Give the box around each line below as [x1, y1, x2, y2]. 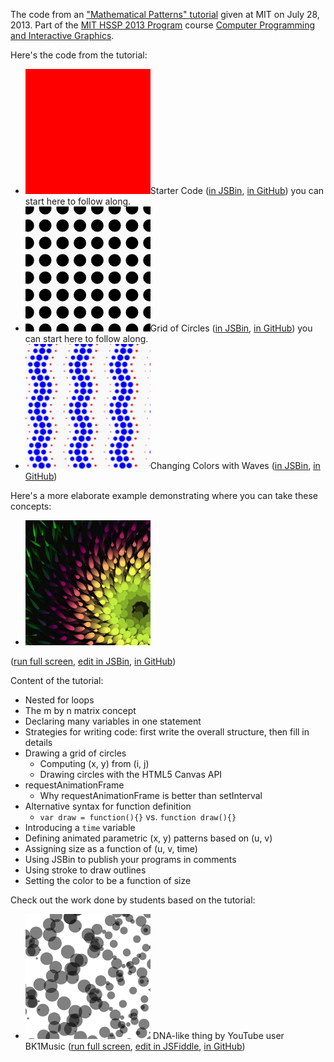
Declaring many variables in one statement [24, 715, 202, 727]
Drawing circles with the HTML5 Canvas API [39, 769, 223, 780]
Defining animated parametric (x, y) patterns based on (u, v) [24, 832, 273, 844]
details [24, 737, 53, 748]
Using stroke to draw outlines [24, 864, 147, 876]
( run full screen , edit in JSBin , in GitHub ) [10, 655, 177, 667]
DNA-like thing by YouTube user [152, 1030, 285, 1041]
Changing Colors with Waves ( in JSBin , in [149, 460, 321, 471]
